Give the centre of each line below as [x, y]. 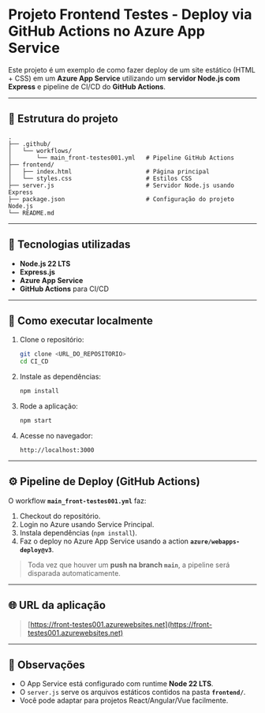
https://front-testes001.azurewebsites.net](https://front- [121, 624]
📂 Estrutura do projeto [63, 119]
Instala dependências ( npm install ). [78, 532]
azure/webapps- [215, 542]
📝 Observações [47, 664]
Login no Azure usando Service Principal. [87, 524]
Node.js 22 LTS [45, 263]
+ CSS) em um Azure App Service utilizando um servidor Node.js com [124, 78]
